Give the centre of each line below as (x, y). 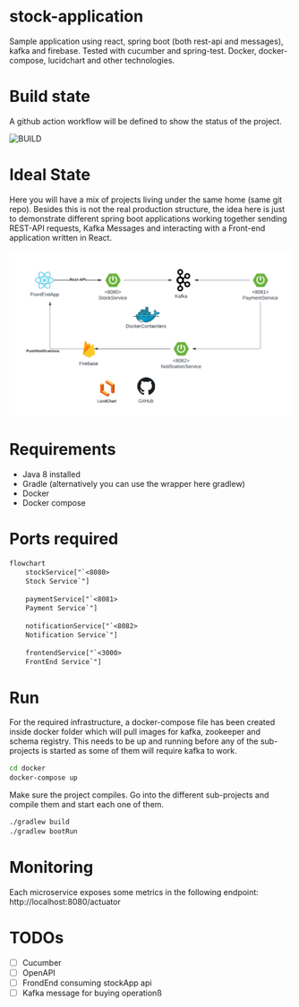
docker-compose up (43, 778)
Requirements (63, 449)
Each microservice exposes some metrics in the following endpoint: (134, 892)
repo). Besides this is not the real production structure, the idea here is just (147, 209)
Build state (50, 97)
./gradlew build (39, 822)
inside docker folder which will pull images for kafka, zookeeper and (135, 732)
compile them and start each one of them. (86, 805)
